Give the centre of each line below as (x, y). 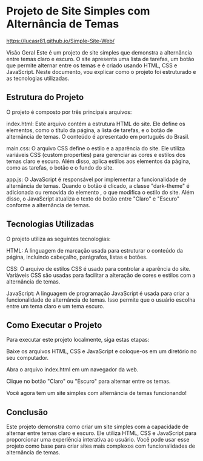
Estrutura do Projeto (45, 97)
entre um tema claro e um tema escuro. (55, 306)
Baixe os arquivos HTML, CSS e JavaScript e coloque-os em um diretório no (101, 351)
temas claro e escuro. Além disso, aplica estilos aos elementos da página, (98, 161)
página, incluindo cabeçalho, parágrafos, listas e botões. (77, 257)
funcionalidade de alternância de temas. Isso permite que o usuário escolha (101, 300)
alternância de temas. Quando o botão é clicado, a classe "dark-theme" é (98, 185)
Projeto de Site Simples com (78, 11)
